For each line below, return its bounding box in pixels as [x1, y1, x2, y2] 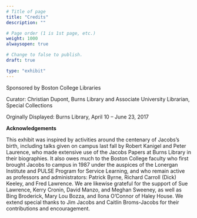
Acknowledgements [6, 124, 57, 131]
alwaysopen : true [6, 41, 49, 47]
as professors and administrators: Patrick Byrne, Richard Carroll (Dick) [6, 173, 176, 180]
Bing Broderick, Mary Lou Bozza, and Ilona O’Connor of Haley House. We [6, 192, 183, 199]
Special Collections [6, 101, 53, 109]
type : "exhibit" [6, 68, 46, 74]
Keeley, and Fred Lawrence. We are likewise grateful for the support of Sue [6, 180, 188, 187]
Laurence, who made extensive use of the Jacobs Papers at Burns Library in [6, 148, 192, 156]
